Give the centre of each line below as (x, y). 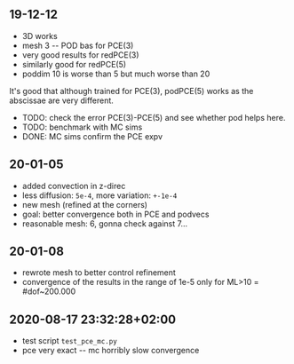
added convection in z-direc (74, 186)
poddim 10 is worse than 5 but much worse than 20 (116, 74)
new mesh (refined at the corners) (85, 204)
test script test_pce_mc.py (69, 341)
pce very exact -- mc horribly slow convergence (111, 351)
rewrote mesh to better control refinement (99, 273)
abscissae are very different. (61, 100)
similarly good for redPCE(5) (74, 64)
